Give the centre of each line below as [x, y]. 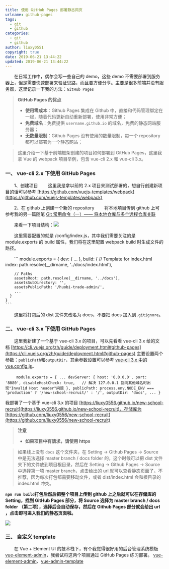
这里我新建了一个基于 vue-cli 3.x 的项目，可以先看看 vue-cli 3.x [79, 340]
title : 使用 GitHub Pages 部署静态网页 [44, 10]
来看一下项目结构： [34, 224]
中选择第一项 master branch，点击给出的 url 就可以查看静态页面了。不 [90, 471]
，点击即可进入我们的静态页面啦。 [40, 513]
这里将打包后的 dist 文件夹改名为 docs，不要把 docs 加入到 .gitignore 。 [89, 315]
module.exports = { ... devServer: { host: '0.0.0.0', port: [82, 377]
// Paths [23, 274]
